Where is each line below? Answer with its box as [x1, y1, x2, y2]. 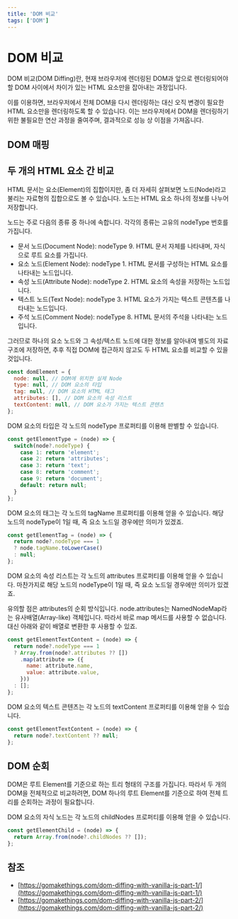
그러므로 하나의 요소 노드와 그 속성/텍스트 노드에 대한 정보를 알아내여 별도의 [7, 336, 216, 345]
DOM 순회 [7, 760, 50, 772]
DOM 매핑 [7, 139, 50, 151]
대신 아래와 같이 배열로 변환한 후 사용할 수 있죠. [7, 622, 138, 630]
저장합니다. [7, 202, 38, 211]
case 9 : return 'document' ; [20, 475, 103, 482]
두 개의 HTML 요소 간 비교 [7, 165, 115, 177]
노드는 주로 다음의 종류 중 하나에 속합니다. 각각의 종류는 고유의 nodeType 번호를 [7, 217, 229, 227]
